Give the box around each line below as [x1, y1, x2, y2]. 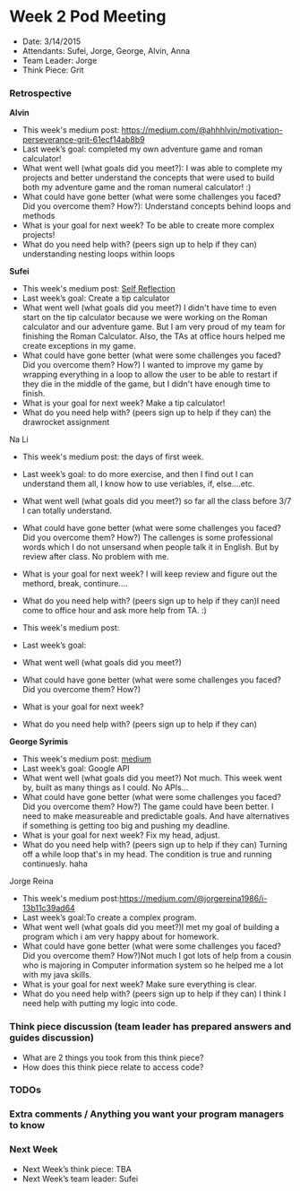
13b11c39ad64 [21, 903, 76, 914]
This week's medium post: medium [21, 753, 152, 764]
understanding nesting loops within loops [21, 248, 176, 259]
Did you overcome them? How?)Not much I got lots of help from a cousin [21, 951, 292, 961]
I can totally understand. [21, 505, 113, 517]
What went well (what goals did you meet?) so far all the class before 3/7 [21, 496, 292, 507]
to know [9, 1119, 46, 1132]
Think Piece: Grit [21, 65, 84, 75]
